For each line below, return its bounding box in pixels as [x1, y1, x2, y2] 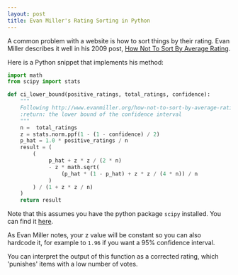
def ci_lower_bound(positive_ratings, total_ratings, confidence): [7, 91, 211, 98]
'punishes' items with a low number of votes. [7, 260, 138, 269]
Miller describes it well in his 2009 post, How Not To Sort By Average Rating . [7, 44, 231, 53]
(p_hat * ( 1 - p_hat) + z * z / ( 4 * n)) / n [61, 170, 198, 178]
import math [7, 72, 42, 79]
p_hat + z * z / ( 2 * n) [48, 157, 122, 164]
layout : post [7, 10, 46, 18]
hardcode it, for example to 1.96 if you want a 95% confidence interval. [7, 239, 215, 247]
